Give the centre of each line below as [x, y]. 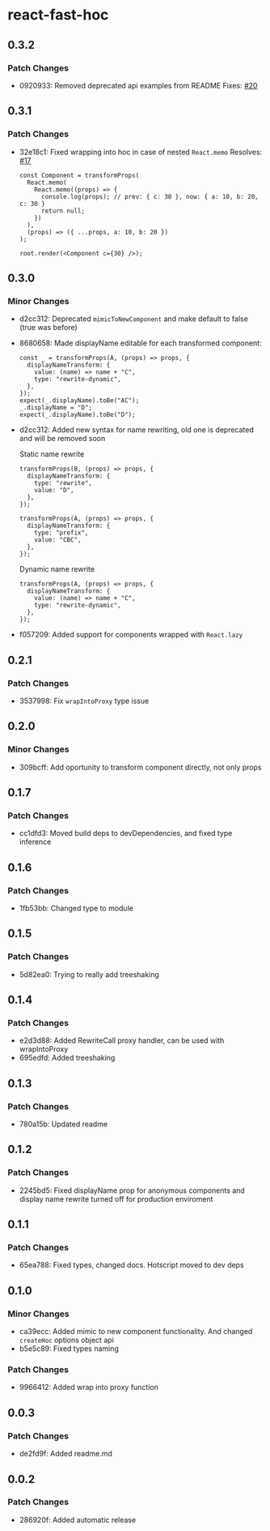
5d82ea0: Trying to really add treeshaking [89, 974]
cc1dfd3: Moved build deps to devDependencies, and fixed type [126, 834]
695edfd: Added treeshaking [67, 1058]
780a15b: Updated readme [63, 1124]
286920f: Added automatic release [78, 1520]
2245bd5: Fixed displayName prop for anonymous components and [132, 1190]
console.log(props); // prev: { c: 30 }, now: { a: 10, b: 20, [150, 196]
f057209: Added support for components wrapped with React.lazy [131, 635]
